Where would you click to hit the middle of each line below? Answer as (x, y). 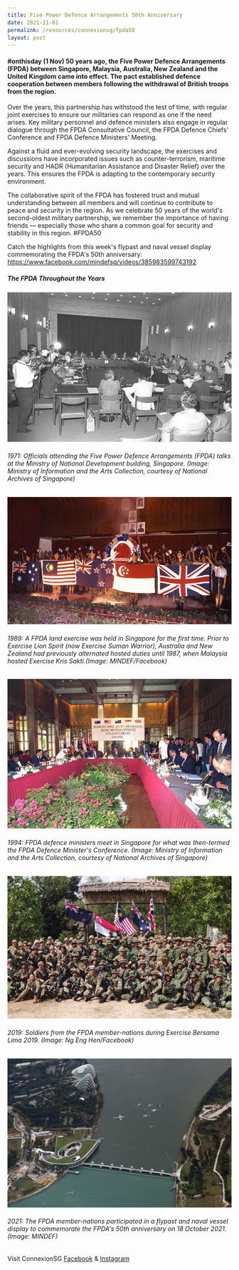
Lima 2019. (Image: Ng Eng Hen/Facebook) (71, 1040)
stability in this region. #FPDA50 (54, 233)
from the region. (32, 91)
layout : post (27, 38)
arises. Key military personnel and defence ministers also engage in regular (118, 122)
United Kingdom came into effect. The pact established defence (104, 76)
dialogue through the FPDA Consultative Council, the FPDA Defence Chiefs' (118, 130)
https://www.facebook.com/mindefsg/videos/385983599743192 (102, 262)
